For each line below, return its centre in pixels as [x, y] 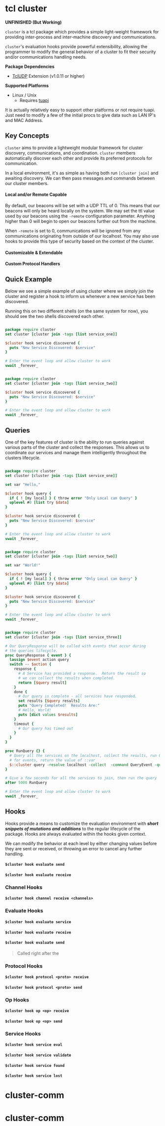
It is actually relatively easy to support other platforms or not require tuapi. [80, 110]
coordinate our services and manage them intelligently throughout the [76, 453]
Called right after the [38, 953]
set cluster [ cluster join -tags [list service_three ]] [63, 637]
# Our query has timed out [46, 728]
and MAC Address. [24, 120]
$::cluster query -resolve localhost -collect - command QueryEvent [81, 765]
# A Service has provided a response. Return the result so [82, 674]
